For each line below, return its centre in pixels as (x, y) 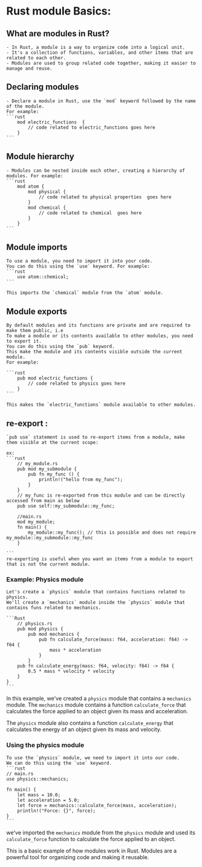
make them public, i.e (35, 331)
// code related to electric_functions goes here (92, 127)
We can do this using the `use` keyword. (59, 763)
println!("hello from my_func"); (80, 480)
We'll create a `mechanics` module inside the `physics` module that (96, 603)
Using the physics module (45, 745)
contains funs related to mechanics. (54, 608)
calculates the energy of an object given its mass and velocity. (84, 730)
